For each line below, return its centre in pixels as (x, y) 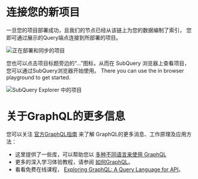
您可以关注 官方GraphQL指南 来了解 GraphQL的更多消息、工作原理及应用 (96, 134)
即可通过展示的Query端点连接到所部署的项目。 (64, 37)
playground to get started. (38, 77)
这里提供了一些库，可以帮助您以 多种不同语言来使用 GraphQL (91, 154)
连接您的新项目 (43, 12)
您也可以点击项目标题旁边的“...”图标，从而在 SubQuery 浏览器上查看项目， (98, 63)
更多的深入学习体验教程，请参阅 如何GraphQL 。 (74, 162)
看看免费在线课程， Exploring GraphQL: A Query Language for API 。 (99, 169)
